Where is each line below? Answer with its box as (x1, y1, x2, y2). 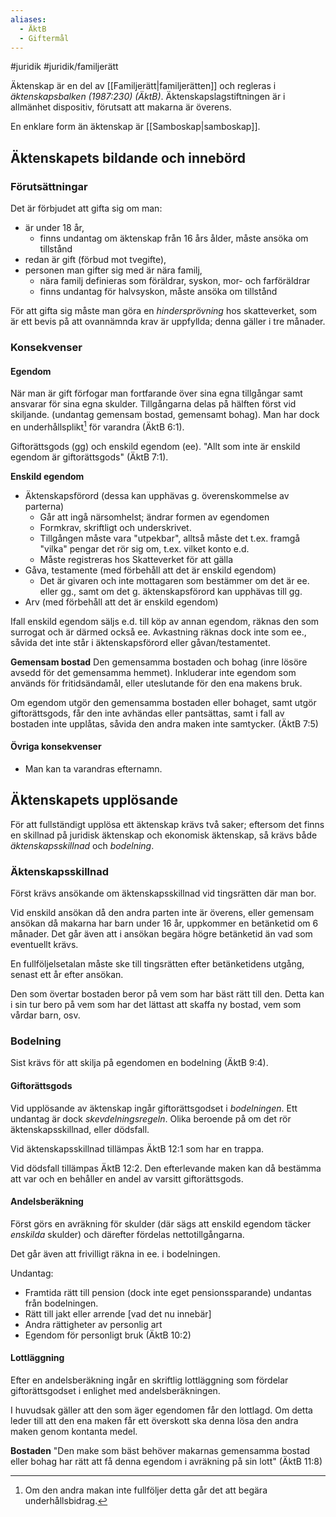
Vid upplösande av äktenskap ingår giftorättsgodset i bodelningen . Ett (10, 1102, 298, 1114)
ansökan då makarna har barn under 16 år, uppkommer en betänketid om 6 (10, 917, 319, 930)
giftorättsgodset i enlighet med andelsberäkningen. (10, 1385, 221, 1397)
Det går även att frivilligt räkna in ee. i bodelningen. (10, 1247, 221, 1260)
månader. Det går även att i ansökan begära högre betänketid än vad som (10, 928, 313, 940)
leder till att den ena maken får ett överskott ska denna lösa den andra (10, 1415, 299, 1427)
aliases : (10, 14, 47, 25)
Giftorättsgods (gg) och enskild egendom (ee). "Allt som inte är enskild (10, 440, 301, 452)
